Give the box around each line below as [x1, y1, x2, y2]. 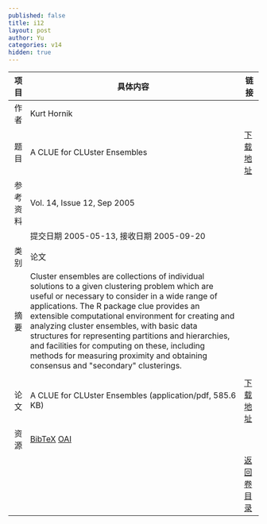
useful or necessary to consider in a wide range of [29, 291, 218, 302]
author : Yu [8, 33, 44, 42]
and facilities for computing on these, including [29, 341, 205, 351]
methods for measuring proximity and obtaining [29, 350, 208, 361]
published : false [8, 11, 66, 20]
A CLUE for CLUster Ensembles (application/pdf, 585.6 [29, 390, 237, 401]
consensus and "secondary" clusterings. [29, 360, 183, 371]
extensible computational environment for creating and [29, 310, 235, 322]
